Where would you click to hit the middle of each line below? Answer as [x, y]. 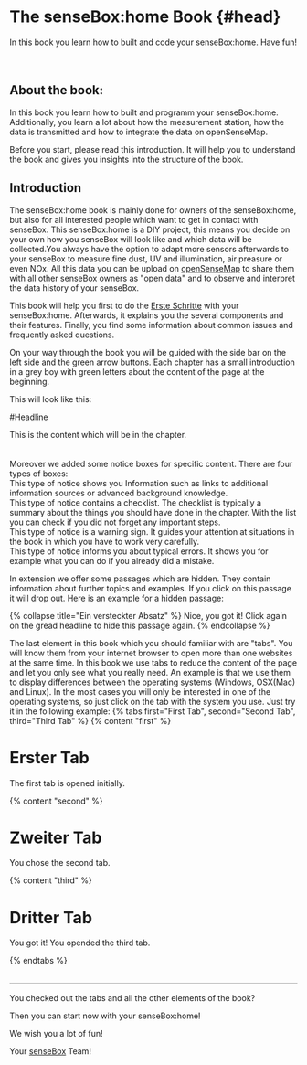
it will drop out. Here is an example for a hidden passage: [116, 598]
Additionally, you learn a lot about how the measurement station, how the [147, 122]
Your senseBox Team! [50, 1051]
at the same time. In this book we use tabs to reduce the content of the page [153, 662]
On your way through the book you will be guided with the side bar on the [148, 352]
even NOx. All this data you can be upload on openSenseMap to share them [152, 268]
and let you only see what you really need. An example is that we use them [150, 672]
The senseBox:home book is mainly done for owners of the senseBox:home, [153, 210]
